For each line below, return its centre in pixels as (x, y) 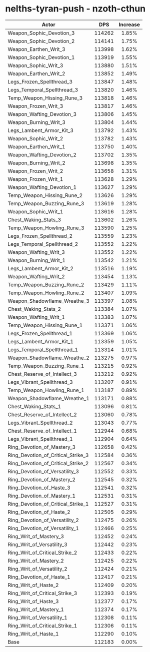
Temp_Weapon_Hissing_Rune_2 (45, 195)
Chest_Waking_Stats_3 (34, 219)
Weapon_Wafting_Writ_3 (36, 252)
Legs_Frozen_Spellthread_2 (40, 236)
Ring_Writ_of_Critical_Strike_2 (42, 553)
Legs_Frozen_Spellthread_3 (40, 81)
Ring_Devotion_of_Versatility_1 (43, 528)
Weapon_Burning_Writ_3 (37, 122)
